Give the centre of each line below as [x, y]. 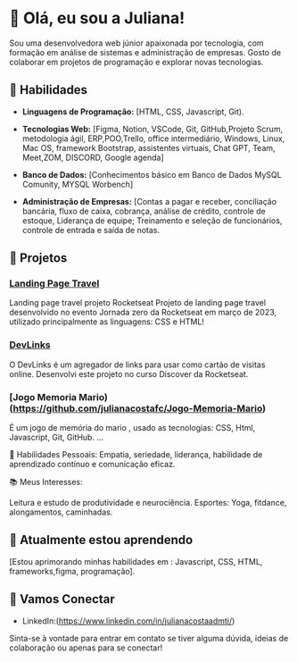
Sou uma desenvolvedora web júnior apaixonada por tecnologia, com [137, 43]
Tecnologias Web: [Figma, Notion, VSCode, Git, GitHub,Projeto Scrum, [153, 129]
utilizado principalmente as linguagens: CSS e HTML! [107, 322]
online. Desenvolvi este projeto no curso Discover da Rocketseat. [129, 373]
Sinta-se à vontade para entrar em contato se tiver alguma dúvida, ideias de [149, 638]
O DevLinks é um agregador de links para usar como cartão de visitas [137, 365]
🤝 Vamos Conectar [62, 599]
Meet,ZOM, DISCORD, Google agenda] [93, 157]
